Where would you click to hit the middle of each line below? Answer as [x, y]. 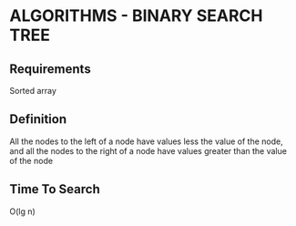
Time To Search [55, 189]
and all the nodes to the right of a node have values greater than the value [148, 150]
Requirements [50, 69]
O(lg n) [23, 211]
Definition [38, 119]
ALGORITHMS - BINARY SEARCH [136, 16]
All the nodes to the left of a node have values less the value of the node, [147, 141]
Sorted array [33, 91]
